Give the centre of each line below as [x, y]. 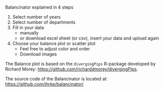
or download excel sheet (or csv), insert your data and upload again [89, 38]
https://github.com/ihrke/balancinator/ [44, 84]
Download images [38, 54]
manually [29, 33]
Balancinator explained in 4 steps [39, 7]
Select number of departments [44, 22]
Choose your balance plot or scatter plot [54, 43]
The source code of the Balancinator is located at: [57, 79]
